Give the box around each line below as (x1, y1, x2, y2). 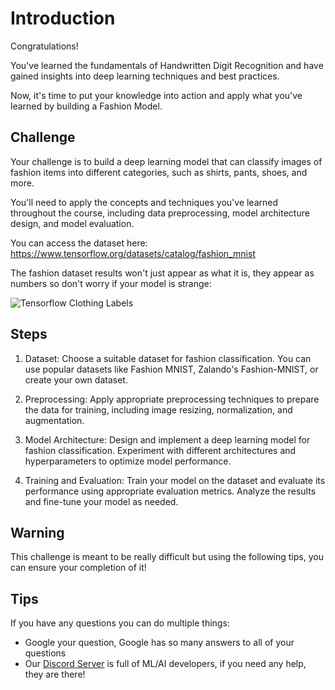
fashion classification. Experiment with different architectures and (24, 444, 297, 456)
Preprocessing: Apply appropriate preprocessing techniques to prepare (24, 393, 320, 405)
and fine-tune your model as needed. (24, 495, 179, 507)
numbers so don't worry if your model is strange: (10, 277, 212, 289)
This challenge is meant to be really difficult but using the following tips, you (10, 551, 324, 563)
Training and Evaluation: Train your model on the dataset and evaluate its (24, 474, 326, 486)
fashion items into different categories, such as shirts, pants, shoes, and (10, 166, 308, 178)
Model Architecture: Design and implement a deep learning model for (24, 433, 311, 446)
